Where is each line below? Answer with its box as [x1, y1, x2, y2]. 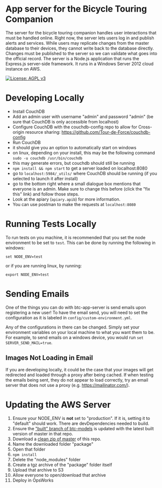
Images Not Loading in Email [5, 354, 93, 362]
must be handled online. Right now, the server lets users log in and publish [5, 35, 154, 41]
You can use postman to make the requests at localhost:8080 [12, 201, 136, 207]
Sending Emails [5, 288, 69, 299]
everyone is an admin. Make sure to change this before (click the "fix [12, 186, 150, 192]
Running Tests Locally [5, 219, 97, 229]
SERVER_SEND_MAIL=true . [5, 339, 53, 346]
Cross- [138, 124, 152, 130]
